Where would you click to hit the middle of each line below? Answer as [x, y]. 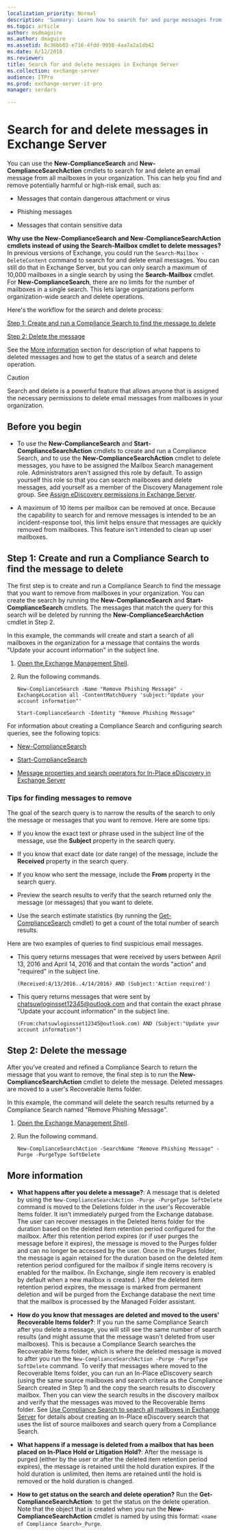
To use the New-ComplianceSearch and [75, 443]
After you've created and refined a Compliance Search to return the [102, 1067]
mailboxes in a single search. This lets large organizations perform [101, 289]
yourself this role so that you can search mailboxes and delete [104, 480]
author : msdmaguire [35, 33]
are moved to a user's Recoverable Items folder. [75, 1089]
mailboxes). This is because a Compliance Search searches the [106, 1343]
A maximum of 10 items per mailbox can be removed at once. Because [116, 507]
